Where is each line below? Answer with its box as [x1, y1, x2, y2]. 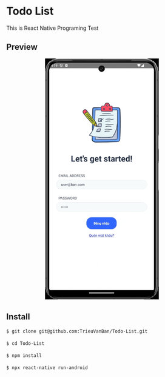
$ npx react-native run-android [6, 365, 88, 371]
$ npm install [6, 353, 42, 359]
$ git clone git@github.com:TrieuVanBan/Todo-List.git [6, 328, 148, 335]
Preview [6, 42, 38, 52]
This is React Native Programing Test [6, 24, 99, 32]
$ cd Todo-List [6, 341, 45, 347]
